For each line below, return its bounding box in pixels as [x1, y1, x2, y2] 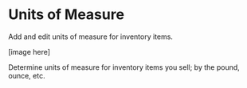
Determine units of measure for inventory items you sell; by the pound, [8, 62, 241, 72]
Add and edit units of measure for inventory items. [8, 32, 174, 41]
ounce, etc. [8, 71, 45, 80]
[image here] [8, 47, 50, 56]
